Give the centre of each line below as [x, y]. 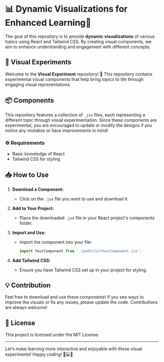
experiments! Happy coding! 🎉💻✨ [39, 354]
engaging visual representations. [38, 84]
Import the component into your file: [56, 242]
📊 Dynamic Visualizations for [66, 9]
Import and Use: [29, 233]
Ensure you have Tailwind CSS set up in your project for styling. [83, 270]
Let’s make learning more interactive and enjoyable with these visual [74, 349]
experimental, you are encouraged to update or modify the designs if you [79, 125]
